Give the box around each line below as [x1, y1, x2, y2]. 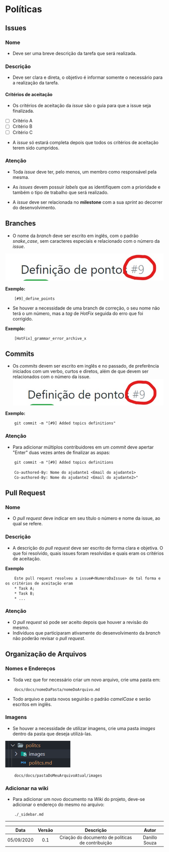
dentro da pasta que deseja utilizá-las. [12, 731, 92, 737]
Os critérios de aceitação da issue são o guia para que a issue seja [12, 103, 151, 109]
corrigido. [12, 316, 33, 322]
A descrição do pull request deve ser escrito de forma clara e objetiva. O [12, 545, 163, 551]
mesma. [12, 174, 29, 180]
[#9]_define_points [14, 296, 55, 301]
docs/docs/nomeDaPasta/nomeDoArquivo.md [14, 687, 100, 692]
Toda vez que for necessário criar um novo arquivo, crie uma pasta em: [12, 677, 161, 683]
